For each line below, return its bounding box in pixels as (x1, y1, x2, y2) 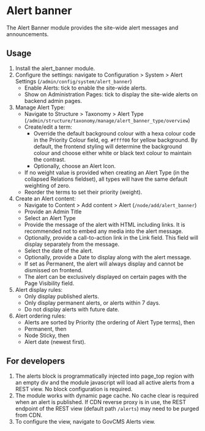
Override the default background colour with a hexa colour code (33, 129, 196, 137)
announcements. (6, 30, 49, 37)
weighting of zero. (24, 181, 70, 189)
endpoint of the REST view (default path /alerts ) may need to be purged (15, 405, 199, 412)
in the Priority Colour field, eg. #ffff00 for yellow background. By (33, 136, 198, 143)
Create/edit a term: (24, 123, 72, 131)
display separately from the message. (24, 240, 120, 248)
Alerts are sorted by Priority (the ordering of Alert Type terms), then (24, 318, 195, 326)
